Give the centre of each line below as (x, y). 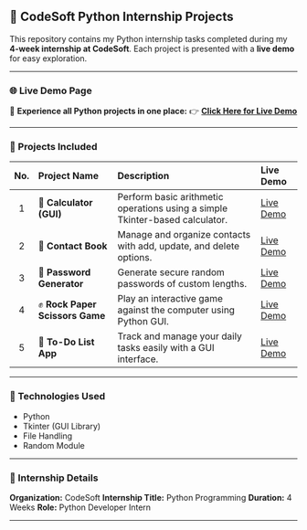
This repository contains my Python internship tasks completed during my (148, 38)
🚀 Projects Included (53, 147)
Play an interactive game (170, 299)
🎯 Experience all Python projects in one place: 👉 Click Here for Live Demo (153, 111)
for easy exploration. (48, 58)
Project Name (68, 176)
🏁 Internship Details (54, 478)
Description (143, 176)
